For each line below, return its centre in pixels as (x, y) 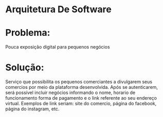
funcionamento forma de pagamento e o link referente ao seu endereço (81, 98)
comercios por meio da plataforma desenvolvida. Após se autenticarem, (82, 87)
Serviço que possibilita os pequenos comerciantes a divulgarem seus (79, 82)
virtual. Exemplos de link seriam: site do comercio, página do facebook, (81, 104)
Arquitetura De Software (58, 9)
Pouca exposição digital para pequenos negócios (58, 47)
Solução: (25, 68)
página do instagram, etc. (32, 109)
